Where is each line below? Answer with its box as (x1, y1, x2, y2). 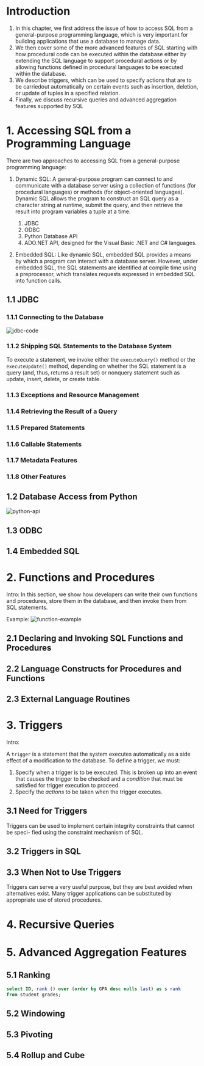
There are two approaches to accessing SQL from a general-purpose (6, 157, 180, 164)
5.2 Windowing (6, 1009, 66, 1019)
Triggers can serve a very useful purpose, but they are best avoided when (6, 883, 193, 891)
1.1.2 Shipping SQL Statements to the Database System (6, 342, 172, 351)
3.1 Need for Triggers (6, 806, 88, 816)
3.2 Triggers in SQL (6, 846, 81, 856)
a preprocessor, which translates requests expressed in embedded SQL (15, 270, 195, 277)
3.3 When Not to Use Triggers (6, 867, 122, 877)
